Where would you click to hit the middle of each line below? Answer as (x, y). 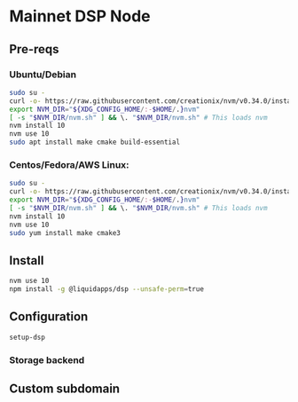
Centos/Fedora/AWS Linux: (70, 164)
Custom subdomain (65, 388)
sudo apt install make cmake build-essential (94, 142)
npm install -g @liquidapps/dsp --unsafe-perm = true (106, 289)
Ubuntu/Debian (43, 75)
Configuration (49, 317)
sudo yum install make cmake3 (65, 233)
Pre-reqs (34, 49)
